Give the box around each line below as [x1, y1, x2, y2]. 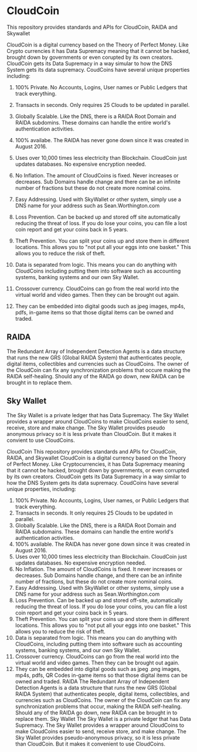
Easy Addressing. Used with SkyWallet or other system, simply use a [15, 196, 181, 203]
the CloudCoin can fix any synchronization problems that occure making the [6, 366, 191, 374]
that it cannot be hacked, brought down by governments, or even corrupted [6, 466, 189, 474]
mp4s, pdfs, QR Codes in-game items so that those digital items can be [15, 672, 188, 679]
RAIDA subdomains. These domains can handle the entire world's [15, 528, 174, 535]
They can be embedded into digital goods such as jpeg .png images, [15, 665, 181, 672]
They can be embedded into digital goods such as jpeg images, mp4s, [15, 303, 185, 310]
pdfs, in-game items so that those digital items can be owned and [15, 308, 174, 315]
